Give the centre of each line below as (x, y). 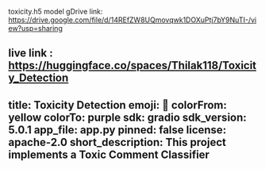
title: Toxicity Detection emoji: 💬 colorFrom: (118, 105)
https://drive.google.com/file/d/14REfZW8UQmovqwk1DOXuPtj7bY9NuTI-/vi (132, 20)
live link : (31, 54)
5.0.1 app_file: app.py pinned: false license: (117, 130)
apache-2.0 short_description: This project (117, 142)
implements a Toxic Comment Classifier (109, 154)
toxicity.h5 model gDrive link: (56, 12)
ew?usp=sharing (36, 28)
